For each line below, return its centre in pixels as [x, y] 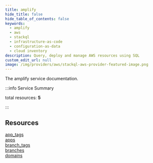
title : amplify [21, 10]
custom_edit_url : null [28, 60]
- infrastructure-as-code [36, 42]
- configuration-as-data [35, 46]
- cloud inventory [29, 51]
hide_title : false [24, 14]
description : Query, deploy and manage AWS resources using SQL [72, 55]
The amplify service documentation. [42, 79]
